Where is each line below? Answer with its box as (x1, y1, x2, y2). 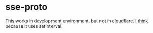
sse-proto (5, 1, 48, 13)
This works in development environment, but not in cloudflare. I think (5, 18, 148, 24)
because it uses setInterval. (5, 23, 63, 29)
